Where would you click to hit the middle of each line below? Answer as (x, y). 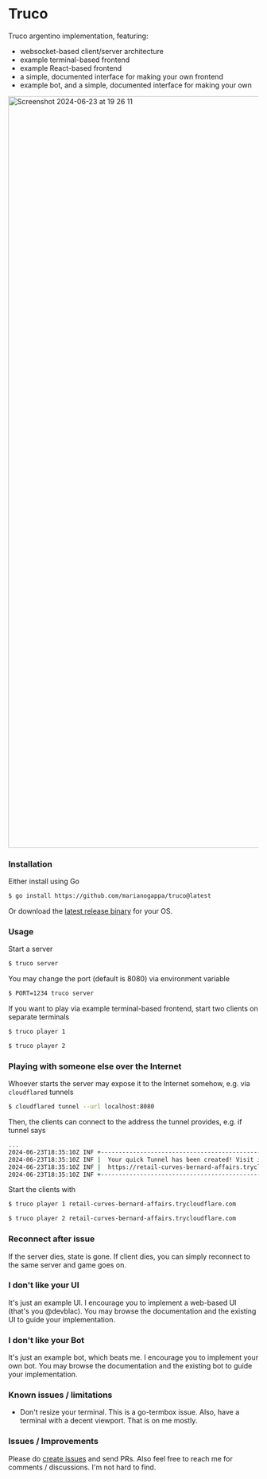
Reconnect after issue (52, 1239)
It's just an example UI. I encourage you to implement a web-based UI (122, 1302)
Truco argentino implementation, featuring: (78, 36)
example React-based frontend (71, 68)
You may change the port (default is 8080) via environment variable (119, 979)
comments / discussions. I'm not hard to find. (82, 1467)
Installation (31, 864)
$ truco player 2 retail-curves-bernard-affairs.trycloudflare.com (122, 1219)
